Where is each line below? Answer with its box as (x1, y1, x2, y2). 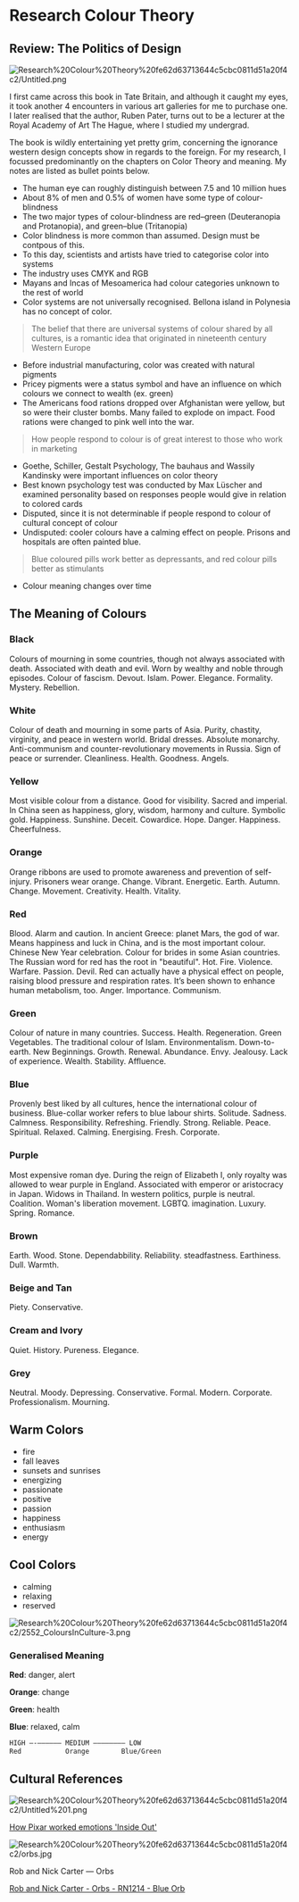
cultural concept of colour (21, 518, 119, 527)
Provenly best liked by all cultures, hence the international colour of (9, 1099, 257, 1109)
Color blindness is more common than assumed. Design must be (21, 230, 261, 241)
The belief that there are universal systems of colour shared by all (30, 323, 273, 334)
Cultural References (9, 1772, 123, 1787)
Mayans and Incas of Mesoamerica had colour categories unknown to (21, 278, 279, 288)
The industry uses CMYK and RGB (21, 269, 149, 278)
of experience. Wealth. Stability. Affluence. (9, 1056, 167, 1067)
